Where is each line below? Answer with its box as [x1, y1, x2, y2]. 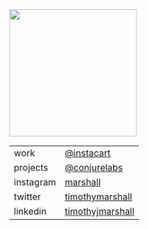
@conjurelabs [64, 162, 124, 173]
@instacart [64, 147, 111, 159]
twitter [13, 190, 42, 203]
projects [13, 162, 49, 173]
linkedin [13, 206, 48, 217]
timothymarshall [64, 190, 133, 203]
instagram [13, 176, 57, 188]
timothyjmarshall [64, 206, 135, 217]
